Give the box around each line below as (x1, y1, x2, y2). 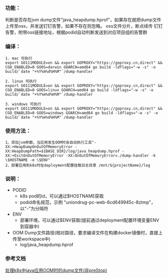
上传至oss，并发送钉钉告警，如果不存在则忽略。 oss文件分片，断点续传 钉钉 (5, 23, 163, 29)
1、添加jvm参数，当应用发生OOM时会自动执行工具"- (5, 140, 97, 145)
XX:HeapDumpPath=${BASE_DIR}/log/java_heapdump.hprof (5, 149, 120, 154)
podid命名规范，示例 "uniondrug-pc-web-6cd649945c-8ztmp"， (20, 199, 155, 205)
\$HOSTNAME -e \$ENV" (5, 157, 51, 163)
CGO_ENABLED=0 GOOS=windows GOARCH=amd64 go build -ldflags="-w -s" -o (5, 110, 158, 115)
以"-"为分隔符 (20, 206, 49, 212)
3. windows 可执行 (5, 101, 42, 106)
